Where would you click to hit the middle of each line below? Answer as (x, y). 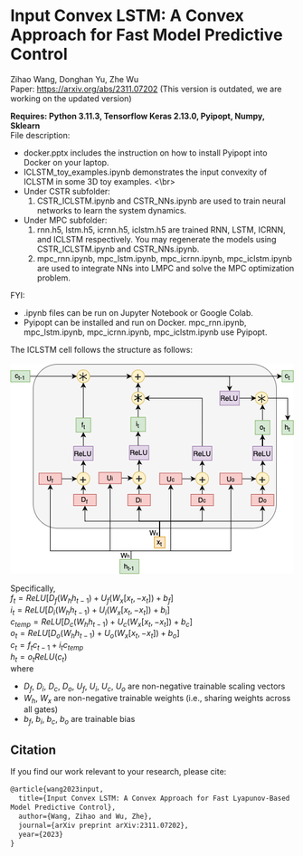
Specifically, (33, 588)
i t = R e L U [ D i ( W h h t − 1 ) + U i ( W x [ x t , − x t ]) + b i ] (90, 610)
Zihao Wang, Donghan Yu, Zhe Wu (75, 79)
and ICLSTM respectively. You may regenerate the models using (156, 239)
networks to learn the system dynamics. (112, 210)
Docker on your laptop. (66, 162)
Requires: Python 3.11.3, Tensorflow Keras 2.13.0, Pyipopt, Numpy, (137, 116)
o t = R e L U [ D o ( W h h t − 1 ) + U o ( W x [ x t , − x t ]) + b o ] (95, 634)
